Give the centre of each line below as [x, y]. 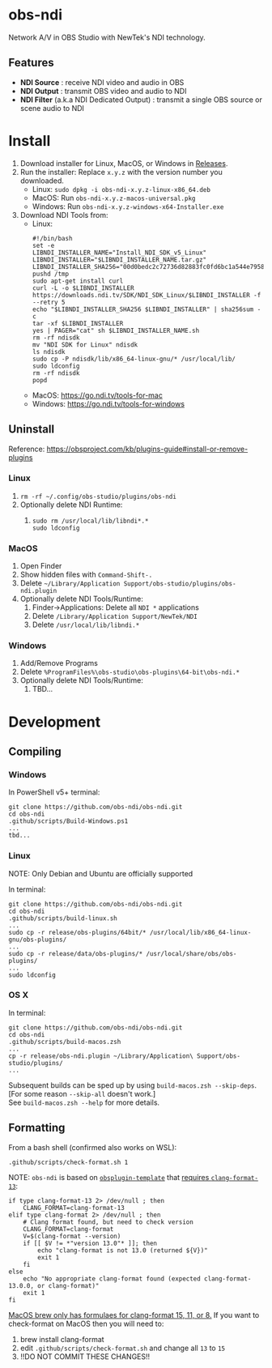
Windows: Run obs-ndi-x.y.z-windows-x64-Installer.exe [128, 206]
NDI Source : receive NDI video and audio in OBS [102, 82]
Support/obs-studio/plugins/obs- [180, 584]
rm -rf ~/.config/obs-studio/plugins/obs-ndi [98, 496]
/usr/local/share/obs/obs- [191, 953]
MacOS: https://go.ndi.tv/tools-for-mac [98, 395]
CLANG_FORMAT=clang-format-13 [74, 1208]
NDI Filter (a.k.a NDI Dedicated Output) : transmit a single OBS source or [141, 100]
